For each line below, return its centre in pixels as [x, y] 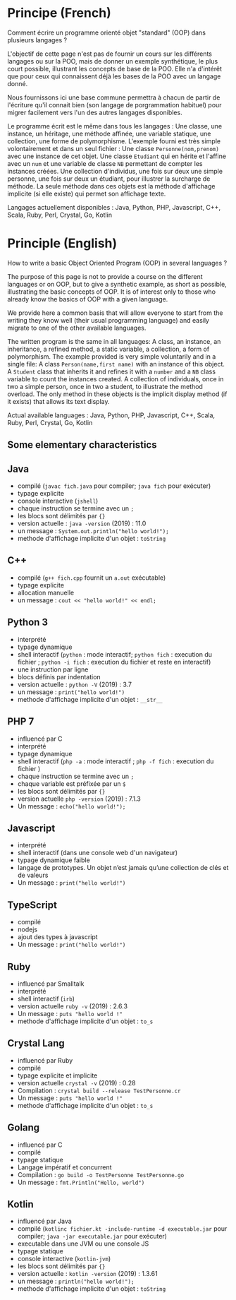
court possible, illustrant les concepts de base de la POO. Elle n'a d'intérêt [114, 68]
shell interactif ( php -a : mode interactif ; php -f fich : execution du [116, 761]
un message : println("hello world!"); [76, 1281]
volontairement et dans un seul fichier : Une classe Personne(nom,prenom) [113, 148]
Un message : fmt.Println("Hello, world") [81, 1182]
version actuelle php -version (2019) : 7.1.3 [79, 799]
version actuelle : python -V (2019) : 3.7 [75, 684]
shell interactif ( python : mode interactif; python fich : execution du [115, 654]
